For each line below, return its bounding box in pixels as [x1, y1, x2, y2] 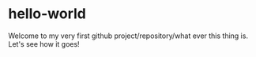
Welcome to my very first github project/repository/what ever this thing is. [8, 31, 249, 40]
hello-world [8, 5, 87, 23]
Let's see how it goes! [8, 39, 81, 48]
